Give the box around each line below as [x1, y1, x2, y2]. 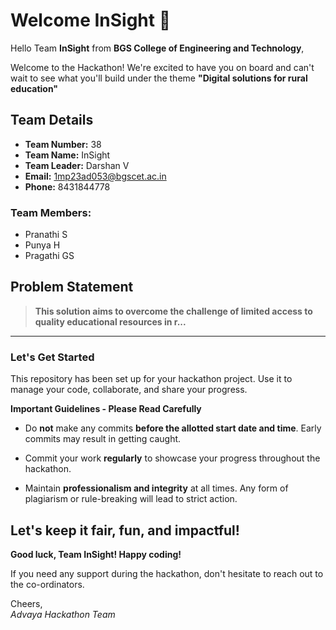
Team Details [10, 112, 94, 129]
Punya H [24, 239, 61, 251]
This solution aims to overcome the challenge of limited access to [34, 305, 313, 317]
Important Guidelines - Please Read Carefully [10, 403, 202, 415]
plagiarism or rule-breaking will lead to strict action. [24, 493, 238, 505]
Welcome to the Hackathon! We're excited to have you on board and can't [10, 61, 315, 73]
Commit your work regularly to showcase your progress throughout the [24, 452, 321, 464]
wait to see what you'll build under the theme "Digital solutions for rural [10, 72, 308, 84]
